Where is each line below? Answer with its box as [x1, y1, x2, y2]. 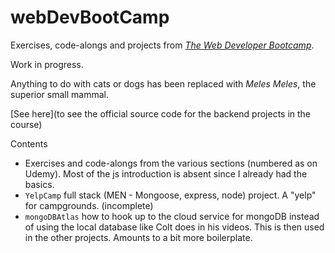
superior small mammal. [10, 88, 109, 100]
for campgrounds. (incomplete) [24, 199, 154, 211]
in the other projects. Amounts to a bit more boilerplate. [24, 231, 253, 243]
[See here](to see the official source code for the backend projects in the [10, 107, 312, 120]
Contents [10, 137, 48, 150]
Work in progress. [10, 58, 84, 70]
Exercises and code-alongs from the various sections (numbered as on [24, 157, 318, 169]
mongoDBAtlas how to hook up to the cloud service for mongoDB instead [24, 210, 320, 222]
